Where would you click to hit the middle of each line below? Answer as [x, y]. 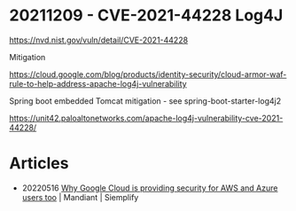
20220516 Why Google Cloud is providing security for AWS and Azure [150, 188]
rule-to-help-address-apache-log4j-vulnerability [98, 83]
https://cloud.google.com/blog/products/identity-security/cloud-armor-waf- [148, 74]
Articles [39, 164]
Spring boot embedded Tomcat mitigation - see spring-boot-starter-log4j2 [145, 101]
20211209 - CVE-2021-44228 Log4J [146, 16]
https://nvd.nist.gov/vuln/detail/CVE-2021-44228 [99, 40]
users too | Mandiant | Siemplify [80, 197]
